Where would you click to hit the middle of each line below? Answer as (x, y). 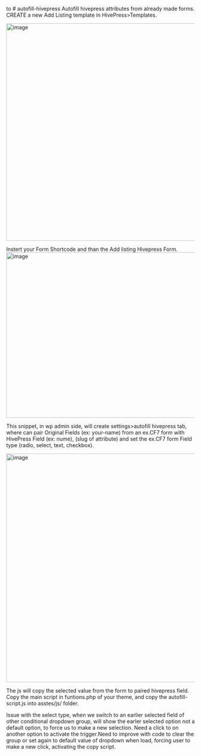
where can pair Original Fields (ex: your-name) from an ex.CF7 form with (95, 432)
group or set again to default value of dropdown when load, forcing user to (98, 740)
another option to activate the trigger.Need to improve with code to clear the (100, 734)
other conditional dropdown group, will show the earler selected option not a (100, 721)
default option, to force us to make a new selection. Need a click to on (92, 728)
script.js (16, 703)
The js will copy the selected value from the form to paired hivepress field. (98, 690)
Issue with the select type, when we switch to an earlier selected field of (95, 715)
